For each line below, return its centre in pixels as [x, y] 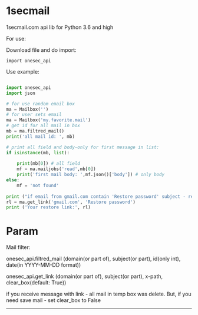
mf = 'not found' [38, 185]
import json [21, 93]
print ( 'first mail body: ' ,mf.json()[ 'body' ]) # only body [91, 175]
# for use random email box [41, 104]
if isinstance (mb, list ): [38, 152]
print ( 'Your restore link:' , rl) [49, 207]
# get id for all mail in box [43, 126]
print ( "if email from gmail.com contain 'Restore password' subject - [96, 196]
